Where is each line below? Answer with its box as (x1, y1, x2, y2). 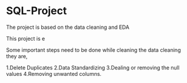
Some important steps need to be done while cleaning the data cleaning (6, 46, 181, 54)
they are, (6, 52, 28, 59)
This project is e (6, 35, 45, 42)
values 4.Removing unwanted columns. (6, 70, 102, 77)
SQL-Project (6, 4, 67, 18)
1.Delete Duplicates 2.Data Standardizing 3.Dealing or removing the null (6, 64, 180, 71)
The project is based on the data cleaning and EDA (6, 24, 130, 31)
